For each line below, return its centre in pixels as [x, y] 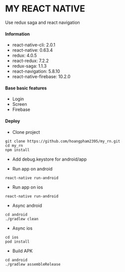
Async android [27, 205]
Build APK [22, 251]
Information [18, 34]
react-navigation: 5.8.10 [36, 71]
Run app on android [32, 169]
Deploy [13, 121]
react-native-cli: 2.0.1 [34, 45]
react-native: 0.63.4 [32, 50]
